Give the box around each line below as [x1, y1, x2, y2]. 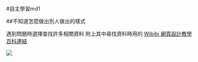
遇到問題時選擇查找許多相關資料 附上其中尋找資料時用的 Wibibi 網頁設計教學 [6, 30, 192, 37]
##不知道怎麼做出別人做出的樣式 [6, 18, 86, 25]
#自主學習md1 [6, 5, 40, 12]
